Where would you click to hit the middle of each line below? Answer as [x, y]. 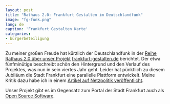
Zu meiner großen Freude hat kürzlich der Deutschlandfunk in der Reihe [81, 53]
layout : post [19, 10]
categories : [18, 34]
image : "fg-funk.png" [28, 19]
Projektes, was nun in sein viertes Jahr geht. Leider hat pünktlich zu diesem [85, 69]
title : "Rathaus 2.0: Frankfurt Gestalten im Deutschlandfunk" [74, 15]
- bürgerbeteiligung [27, 39]
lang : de [15, 24]
